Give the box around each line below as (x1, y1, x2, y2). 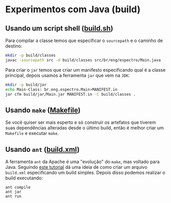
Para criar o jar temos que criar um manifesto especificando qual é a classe (5, 66, 166, 73)
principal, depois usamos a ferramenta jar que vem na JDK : (5, 72, 130, 78)
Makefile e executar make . (5, 130, 59, 137)
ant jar (5, 189, 22, 194)
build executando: (5, 175, 43, 181)
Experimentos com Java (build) (5, 4, 141, 15)
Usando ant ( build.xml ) (5, 145, 80, 154)
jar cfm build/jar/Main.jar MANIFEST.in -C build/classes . (5, 92, 136, 97)
